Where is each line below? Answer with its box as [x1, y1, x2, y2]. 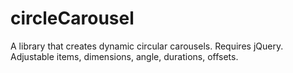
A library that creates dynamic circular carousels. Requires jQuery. [10, 40, 284, 52]
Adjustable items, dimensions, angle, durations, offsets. [10, 50, 239, 62]
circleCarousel [10, 7, 135, 30]
